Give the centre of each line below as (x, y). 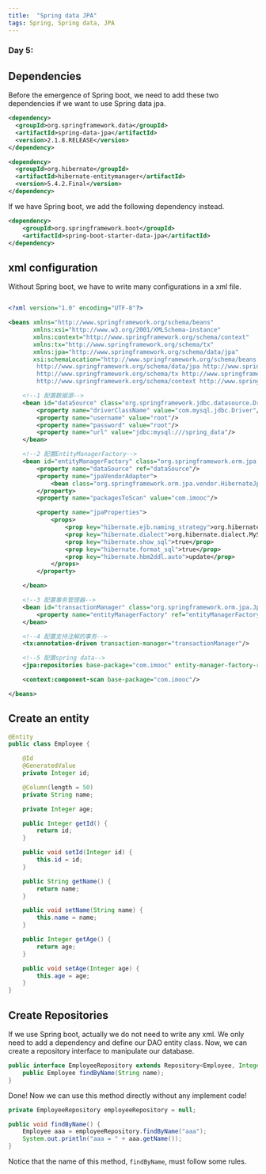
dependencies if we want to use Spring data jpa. (87, 104)
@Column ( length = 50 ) (58, 787)
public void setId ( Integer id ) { (78, 853)
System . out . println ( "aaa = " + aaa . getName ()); (102, 1139)
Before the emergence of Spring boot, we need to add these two (114, 95)
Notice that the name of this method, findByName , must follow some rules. (127, 1161)
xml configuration (53, 267)
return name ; (58, 889)
